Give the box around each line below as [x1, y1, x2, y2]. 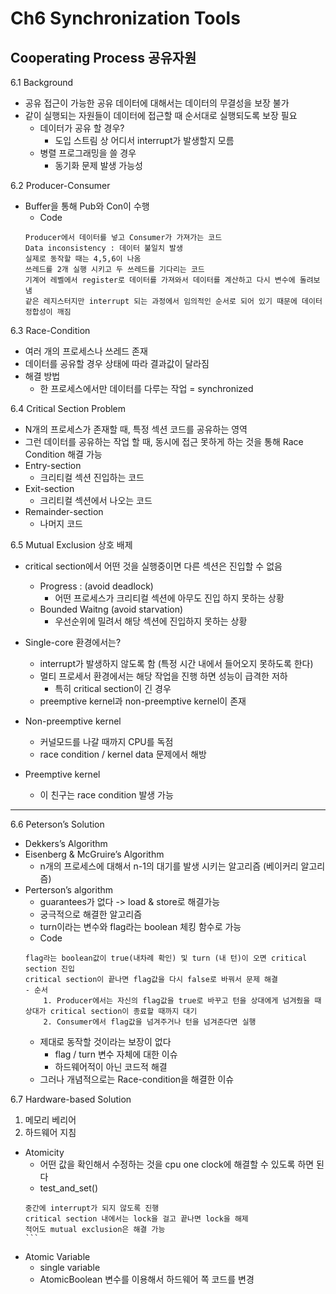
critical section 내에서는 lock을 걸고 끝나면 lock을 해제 [24, 1214, 249, 1224]
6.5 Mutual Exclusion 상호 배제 [10, 539, 133, 551]
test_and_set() [39, 1182, 98, 1194]
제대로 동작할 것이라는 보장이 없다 [39, 1036, 172, 1047]
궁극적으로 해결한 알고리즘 [39, 908, 143, 920]
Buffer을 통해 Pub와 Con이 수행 [24, 200, 150, 212]
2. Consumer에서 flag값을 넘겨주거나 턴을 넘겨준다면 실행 [43, 1017, 257, 1027]
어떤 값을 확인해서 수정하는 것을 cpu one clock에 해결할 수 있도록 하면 [39, 1158, 315, 1170]
